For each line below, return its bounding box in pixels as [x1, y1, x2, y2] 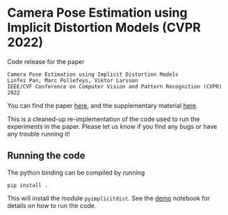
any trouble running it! [7, 129, 71, 138]
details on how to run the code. [7, 201, 97, 209]
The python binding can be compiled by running [7, 168, 145, 177]
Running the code [7, 150, 85, 161]
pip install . [7, 182, 49, 189]
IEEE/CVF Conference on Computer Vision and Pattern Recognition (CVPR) [7, 83, 222, 90]
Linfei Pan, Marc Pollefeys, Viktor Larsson [7, 77, 138, 84]
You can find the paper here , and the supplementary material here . [7, 101, 198, 109]
